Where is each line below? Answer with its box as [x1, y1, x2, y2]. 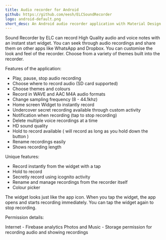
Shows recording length [12, 144, 62, 150]
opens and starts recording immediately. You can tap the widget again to [5, 200, 154, 206]
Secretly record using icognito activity [12, 174, 90, 180]
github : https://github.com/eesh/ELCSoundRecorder [5, 12, 112, 17]
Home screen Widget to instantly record [12, 102, 94, 108]
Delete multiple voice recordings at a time [12, 118, 98, 123]
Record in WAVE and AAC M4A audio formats [12, 91, 106, 97]
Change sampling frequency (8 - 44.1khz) [12, 97, 98, 103]
